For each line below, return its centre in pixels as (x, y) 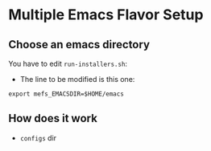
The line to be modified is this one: (77, 79)
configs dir (38, 137)
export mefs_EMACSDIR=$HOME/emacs (66, 94)
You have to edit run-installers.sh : (68, 63)
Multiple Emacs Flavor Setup (106, 15)
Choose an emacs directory (79, 45)
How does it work (53, 118)
